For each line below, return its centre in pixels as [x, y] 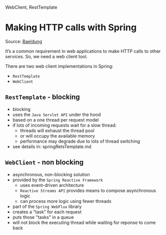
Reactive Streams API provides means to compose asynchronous [88, 190]
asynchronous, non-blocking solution [51, 174]
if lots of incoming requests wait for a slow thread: [64, 125]
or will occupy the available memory [57, 136]
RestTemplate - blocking [43, 97]
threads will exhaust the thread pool [57, 131]
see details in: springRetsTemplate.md [52, 146]
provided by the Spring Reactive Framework [58, 180]
